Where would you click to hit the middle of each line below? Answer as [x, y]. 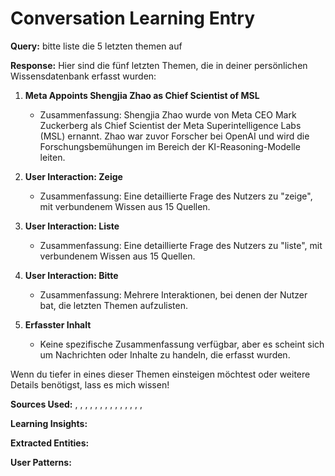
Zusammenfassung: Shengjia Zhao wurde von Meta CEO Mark [168, 114]
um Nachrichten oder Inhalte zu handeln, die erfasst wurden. [165, 354]
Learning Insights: [49, 423]
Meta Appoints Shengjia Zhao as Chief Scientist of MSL [142, 95]
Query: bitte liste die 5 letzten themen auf [96, 46]
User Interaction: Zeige [73, 176]
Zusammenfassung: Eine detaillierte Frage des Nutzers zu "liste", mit [181, 245]
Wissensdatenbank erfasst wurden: [83, 76]
